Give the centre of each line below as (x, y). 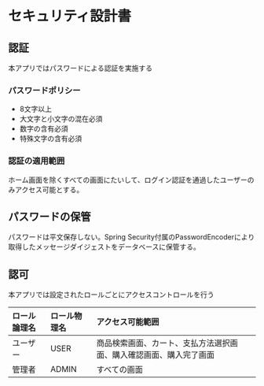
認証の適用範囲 (37, 161)
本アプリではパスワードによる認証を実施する (81, 68)
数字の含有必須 (44, 129)
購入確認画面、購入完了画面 (163, 355)
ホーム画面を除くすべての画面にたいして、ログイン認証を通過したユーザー (128, 180)
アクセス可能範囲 (128, 322)
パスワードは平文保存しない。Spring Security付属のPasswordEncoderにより (132, 237)
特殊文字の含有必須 (51, 139)
